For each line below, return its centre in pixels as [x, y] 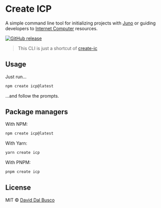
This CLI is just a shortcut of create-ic [57, 48]
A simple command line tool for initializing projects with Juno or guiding [80, 23]
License [18, 188]
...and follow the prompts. [32, 96]
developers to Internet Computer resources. [52, 28]
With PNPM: [18, 163]
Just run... [16, 77]
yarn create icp [22, 153]
